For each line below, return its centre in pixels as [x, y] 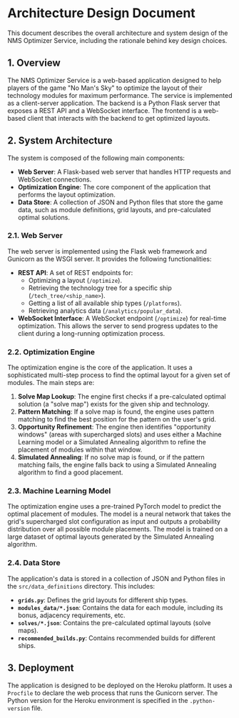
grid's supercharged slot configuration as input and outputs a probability [114, 522]
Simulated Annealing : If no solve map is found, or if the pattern [111, 457]
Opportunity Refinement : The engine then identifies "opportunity [114, 427]
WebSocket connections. [55, 179]
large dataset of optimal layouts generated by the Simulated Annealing [111, 537]
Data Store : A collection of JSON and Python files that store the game [120, 202]
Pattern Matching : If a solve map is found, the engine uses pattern [116, 412]
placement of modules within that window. [80, 450]
